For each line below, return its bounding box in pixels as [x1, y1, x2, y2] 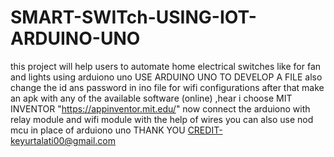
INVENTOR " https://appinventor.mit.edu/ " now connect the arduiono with [10, 102, 311, 115]
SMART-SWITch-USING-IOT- [10, 6, 257, 29]
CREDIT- [187, 124, 223, 136]
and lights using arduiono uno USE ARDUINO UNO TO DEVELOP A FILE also [10, 71, 323, 83]
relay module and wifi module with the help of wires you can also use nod [10, 113, 314, 125]
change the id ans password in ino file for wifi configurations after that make [10, 81, 325, 93]
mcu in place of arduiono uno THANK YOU [10, 124, 186, 136]
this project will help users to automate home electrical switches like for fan [10, 60, 322, 72]
